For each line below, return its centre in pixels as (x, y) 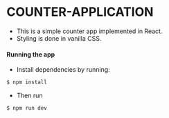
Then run (29, 96)
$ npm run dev (27, 108)
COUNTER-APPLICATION (80, 12)
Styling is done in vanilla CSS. (59, 38)
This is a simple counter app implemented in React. (89, 31)
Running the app (31, 54)
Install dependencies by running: (63, 70)
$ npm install (27, 82)
